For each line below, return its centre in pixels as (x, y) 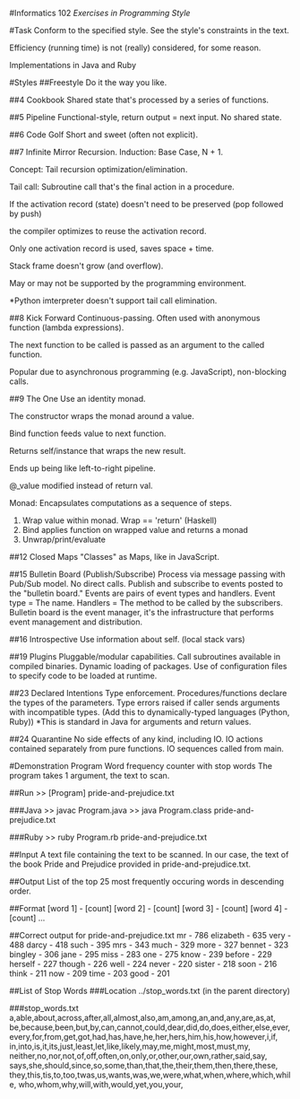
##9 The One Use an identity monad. (77, 399)
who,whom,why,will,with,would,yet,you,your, (101, 1084)
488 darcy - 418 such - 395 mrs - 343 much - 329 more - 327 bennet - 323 (149, 945)
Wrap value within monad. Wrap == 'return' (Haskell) (120, 520)
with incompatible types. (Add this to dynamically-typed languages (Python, (150, 712)
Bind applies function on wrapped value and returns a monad (135, 530)
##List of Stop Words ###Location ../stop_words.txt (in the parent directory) (150, 991)
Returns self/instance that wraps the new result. (98, 451)
